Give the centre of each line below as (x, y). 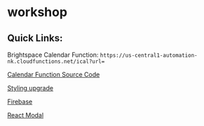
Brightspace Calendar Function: (53, 55)
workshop (38, 12)
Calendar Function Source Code (54, 75)
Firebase (20, 101)
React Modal (26, 115)
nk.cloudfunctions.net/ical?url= (56, 62)
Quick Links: (35, 38)
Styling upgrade (30, 88)
